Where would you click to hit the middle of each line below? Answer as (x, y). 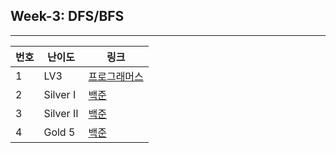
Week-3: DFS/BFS (67, 16)
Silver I (60, 94)
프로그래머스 (116, 76)
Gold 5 (59, 132)
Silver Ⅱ (61, 113)
